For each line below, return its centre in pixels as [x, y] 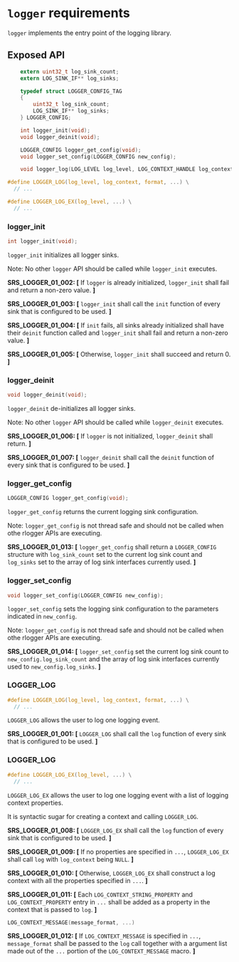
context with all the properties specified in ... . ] [78, 880]
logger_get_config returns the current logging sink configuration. [103, 512]
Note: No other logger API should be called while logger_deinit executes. [116, 422]
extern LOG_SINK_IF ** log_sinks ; [70, 78]
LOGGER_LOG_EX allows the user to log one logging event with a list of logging [118, 795]
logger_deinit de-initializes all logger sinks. [71, 409]
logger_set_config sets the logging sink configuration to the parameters [113, 609]
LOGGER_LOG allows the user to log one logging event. [84, 720]
